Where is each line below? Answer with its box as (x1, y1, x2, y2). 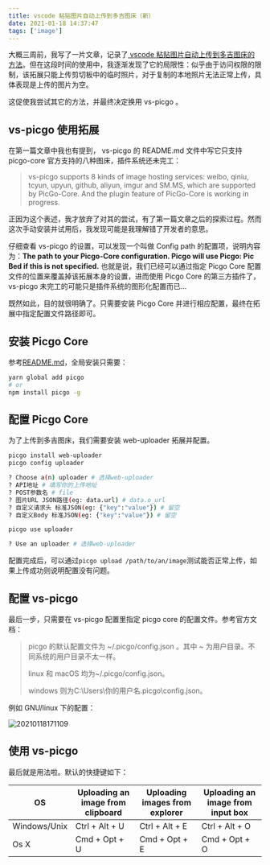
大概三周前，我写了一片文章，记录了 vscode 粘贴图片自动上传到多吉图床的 (8, 50, 256, 60)
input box (211, 806, 248, 818)
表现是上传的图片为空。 (14, 80, 93, 89)
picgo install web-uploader (8, 451, 103, 459)
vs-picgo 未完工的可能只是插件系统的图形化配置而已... (8, 282, 187, 291)
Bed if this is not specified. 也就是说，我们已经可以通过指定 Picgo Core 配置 (8, 262, 262, 271)
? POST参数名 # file (8, 488, 74, 496)
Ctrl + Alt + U (75, 820, 125, 831)
